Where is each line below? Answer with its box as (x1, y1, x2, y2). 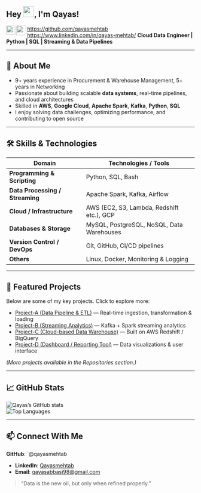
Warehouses (86, 228, 121, 237)
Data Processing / (9, 186, 62, 195)
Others (9, 255, 30, 264)
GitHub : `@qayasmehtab (6, 450, 68, 457)
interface (14, 347, 38, 354)
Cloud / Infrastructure (9, 207, 73, 216)
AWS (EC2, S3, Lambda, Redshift (86, 204, 179, 212)
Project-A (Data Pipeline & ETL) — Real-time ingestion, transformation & (14, 309, 192, 317)
